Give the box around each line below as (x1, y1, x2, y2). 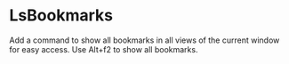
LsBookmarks (9, 5, 114, 26)
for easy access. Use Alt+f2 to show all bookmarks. (9, 44, 198, 54)
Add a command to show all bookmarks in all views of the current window (9, 35, 280, 45)
